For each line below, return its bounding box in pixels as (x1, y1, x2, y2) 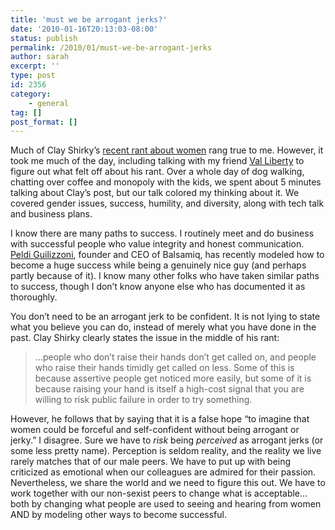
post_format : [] (10, 117, 78, 127)
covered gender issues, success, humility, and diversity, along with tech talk (10, 197, 325, 210)
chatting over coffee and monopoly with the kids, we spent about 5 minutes (10, 176, 322, 188)
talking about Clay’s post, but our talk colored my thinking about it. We (10, 187, 300, 199)
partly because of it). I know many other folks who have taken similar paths (10, 270, 320, 282)
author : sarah (10, 52, 70, 62)
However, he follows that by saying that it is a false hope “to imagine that (10, 413, 310, 425)
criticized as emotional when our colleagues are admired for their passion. (10, 466, 317, 478)
